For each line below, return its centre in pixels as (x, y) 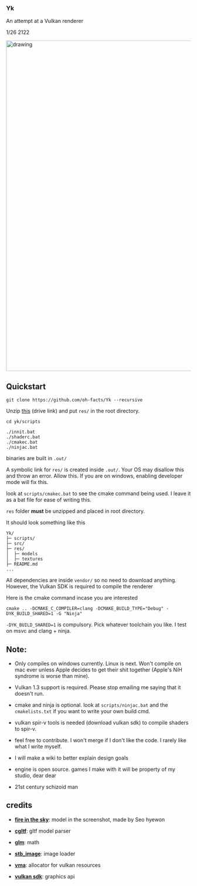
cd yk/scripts (23, 422)
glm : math (27, 842)
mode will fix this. (27, 482)
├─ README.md (22, 564)
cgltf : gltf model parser (43, 831)
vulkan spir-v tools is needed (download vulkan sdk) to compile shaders (101, 722)
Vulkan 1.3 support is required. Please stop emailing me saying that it (98, 687)
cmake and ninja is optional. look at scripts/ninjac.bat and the (91, 705)
